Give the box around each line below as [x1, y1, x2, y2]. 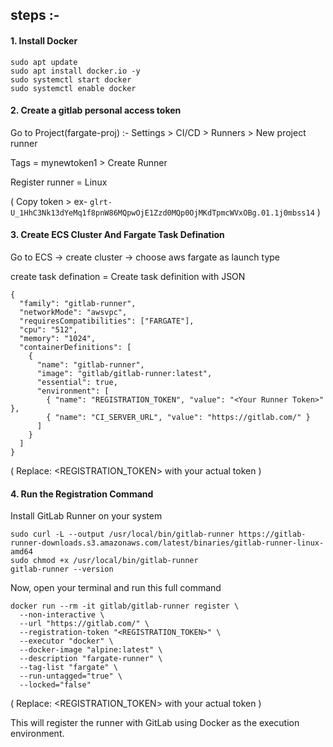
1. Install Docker [10, 34, 78, 47]
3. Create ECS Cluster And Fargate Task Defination [10, 229, 225, 241]
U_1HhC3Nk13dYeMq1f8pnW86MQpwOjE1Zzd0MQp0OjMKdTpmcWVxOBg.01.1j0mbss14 [10, 208, 315, 218]
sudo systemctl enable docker [10, 83, 137, 93]
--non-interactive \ [19, 610, 105, 620]
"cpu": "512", [19, 325, 78, 335]
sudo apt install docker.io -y [10, 66, 141, 76]
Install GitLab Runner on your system [10, 510, 163, 522]
